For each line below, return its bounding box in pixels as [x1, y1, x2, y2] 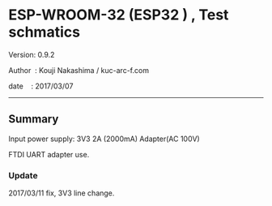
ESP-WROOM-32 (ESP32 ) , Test [8, 6, 229, 24]
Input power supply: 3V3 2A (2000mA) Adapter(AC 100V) [8, 134, 200, 144]
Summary [8, 112, 59, 127]
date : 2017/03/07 [8, 81, 74, 91]
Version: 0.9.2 [8, 49, 55, 59]
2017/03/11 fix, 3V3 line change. [8, 188, 115, 198]
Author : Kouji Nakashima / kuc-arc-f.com [8, 65, 150, 75]
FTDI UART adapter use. [8, 149, 90, 159]
